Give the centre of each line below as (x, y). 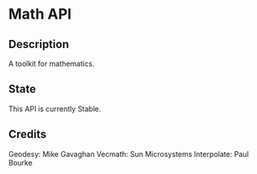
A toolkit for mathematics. (52, 63)
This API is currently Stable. (55, 109)
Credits (28, 135)
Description (39, 44)
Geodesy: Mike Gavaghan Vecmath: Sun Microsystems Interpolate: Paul (129, 154)
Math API (40, 14)
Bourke (20, 163)
